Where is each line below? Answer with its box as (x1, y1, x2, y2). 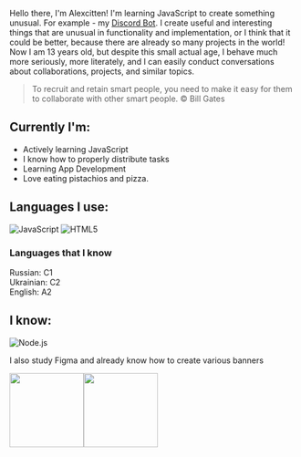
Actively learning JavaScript (22, 143, 130, 154)
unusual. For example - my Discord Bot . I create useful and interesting (9, 17, 273, 28)
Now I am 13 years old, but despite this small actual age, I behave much (9, 47, 278, 57)
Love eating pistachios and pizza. (22, 172, 149, 183)
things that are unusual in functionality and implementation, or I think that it (9, 27, 291, 37)
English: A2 (9, 286, 52, 297)
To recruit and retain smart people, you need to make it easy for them (31, 84, 294, 94)
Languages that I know (9, 246, 112, 259)
